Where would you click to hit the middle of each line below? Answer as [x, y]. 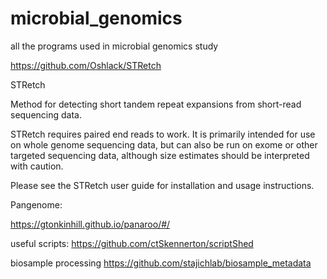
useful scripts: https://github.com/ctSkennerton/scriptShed [132, 243]
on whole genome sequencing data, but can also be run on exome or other [164, 144]
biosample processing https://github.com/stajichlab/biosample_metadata [161, 263]
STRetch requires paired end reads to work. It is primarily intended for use [163, 134]
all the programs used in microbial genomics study [114, 46]
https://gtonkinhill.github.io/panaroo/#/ [90, 224]
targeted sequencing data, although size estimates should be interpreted [160, 155]
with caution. [37, 166]
